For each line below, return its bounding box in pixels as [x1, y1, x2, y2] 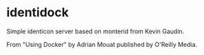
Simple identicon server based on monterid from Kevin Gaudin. [6, 27, 185, 35]
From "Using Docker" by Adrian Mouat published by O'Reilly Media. [6, 40, 197, 48]
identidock [6, 5, 69, 20]
